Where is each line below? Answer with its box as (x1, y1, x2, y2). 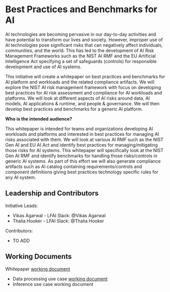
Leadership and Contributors (5, 189, 99, 198)
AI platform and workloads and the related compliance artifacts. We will (5, 79, 155, 85)
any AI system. (5, 174, 37, 180)
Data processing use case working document (12, 276, 108, 282)
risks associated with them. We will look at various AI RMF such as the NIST (5, 136, 164, 142)
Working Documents (5, 252, 72, 261)
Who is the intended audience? (5, 115, 73, 122)
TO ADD (12, 238, 30, 244)
